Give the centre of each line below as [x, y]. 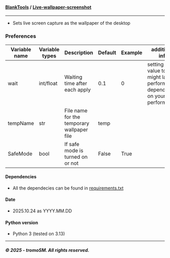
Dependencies [21, 177]
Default [107, 52]
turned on [76, 157]
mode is [74, 151]
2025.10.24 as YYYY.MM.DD [42, 211]
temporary [77, 123]
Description [79, 52]
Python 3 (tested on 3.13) [39, 234]
